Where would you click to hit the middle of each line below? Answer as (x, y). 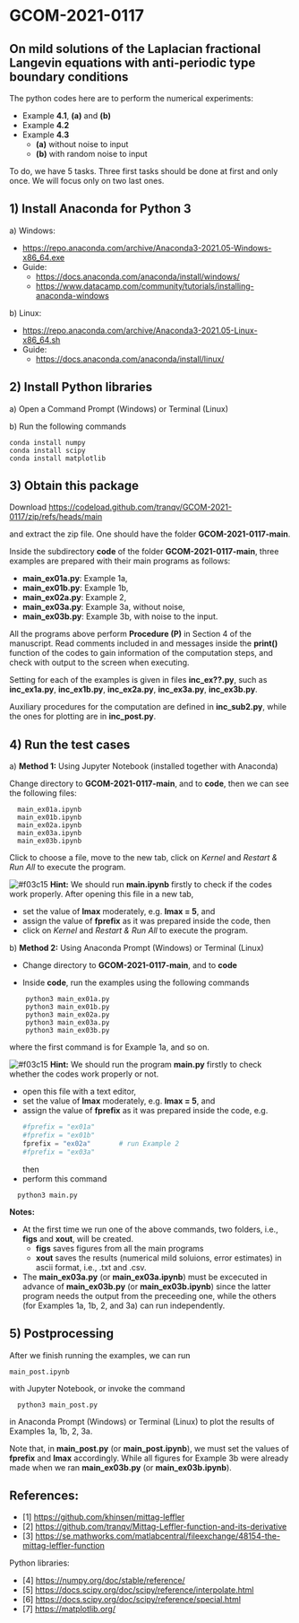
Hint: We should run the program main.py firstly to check (156, 1065)
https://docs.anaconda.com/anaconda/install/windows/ (137, 276)
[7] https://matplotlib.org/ (69, 1609)
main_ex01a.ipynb (50, 810)
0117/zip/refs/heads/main (56, 517)
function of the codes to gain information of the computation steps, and (141, 653)
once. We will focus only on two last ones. (87, 181)
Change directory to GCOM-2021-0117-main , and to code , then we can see (149, 784)
